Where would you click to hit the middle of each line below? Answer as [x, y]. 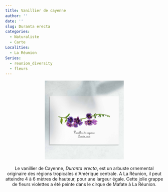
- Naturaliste [24, 37]
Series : [13, 58]
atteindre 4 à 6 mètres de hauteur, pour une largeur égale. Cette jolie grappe [84, 179]
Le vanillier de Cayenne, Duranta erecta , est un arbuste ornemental [84, 168]
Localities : [18, 47]
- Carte [18, 42]
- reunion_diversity [31, 63]
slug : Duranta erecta [28, 26]
